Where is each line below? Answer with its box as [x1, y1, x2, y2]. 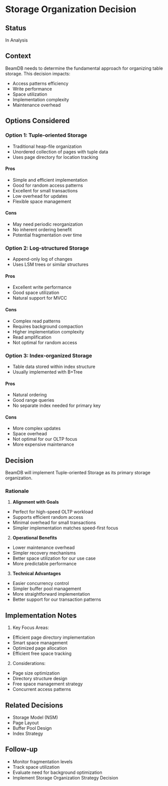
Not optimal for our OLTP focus [12, 436, 77, 442]
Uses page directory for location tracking [12, 154, 98, 160]
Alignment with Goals [12, 499, 59, 505]
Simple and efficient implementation [12, 177, 88, 183]
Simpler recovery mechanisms [12, 550, 76, 556]
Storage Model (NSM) [12, 715, 58, 721]
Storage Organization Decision [5, 4, 137, 15]
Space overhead [12, 431, 47, 437]
